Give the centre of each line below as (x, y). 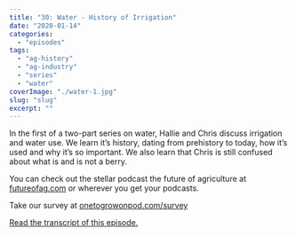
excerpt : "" (31, 108)
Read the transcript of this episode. (74, 223)
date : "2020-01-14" (45, 26)
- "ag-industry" (47, 67)
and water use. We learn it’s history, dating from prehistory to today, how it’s (148, 143)
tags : (19, 51)
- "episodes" (41, 42)
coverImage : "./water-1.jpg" (63, 91)
